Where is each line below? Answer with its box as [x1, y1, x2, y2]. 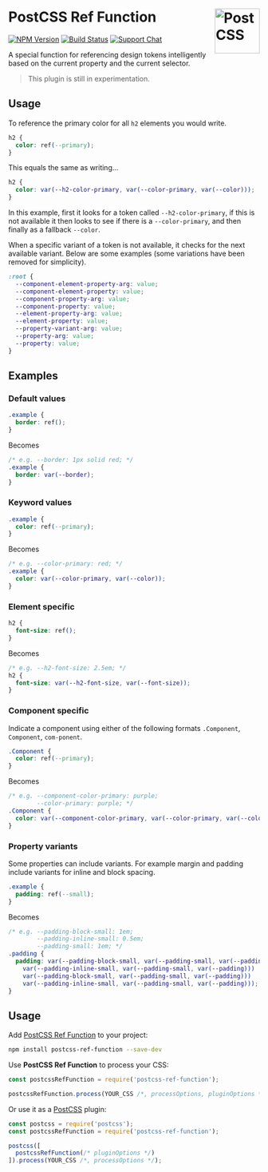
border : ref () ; [15, 419, 66, 427]
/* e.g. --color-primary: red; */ [8, 560, 124, 568]
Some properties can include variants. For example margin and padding [8, 859, 243, 868]
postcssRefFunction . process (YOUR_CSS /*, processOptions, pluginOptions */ [8, 1090, 266, 1098]
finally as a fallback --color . [8, 224, 101, 234]
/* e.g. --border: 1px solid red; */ [8, 455, 134, 463]
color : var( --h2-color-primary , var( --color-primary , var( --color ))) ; [15, 186, 255, 194]
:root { [8, 272, 34, 280]
